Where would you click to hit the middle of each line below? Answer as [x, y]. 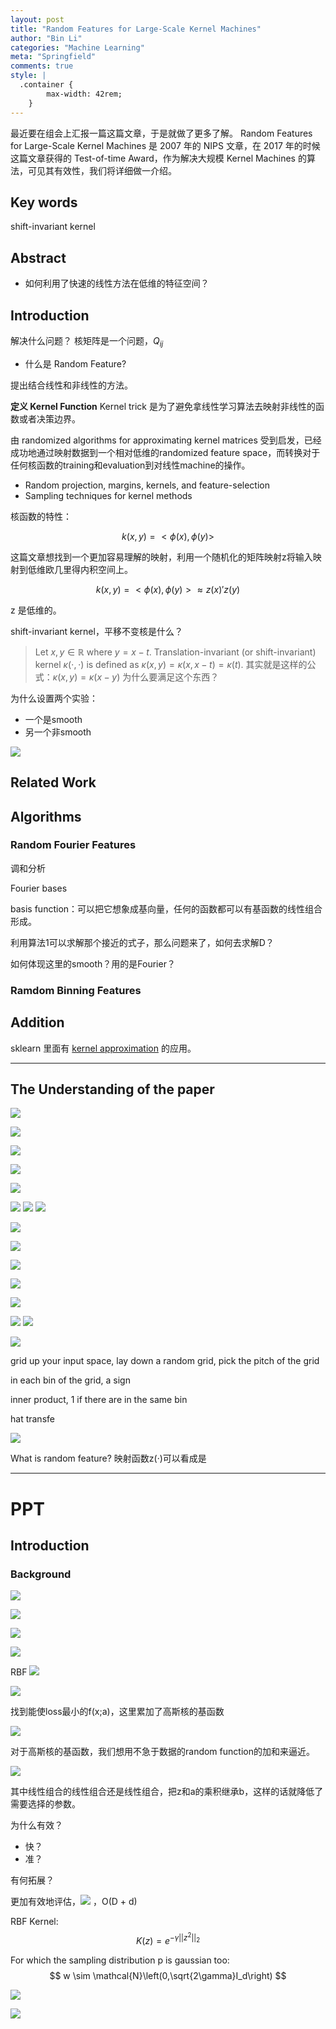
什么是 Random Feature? [75, 363]
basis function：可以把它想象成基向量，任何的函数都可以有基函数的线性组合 [166, 908]
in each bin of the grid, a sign [70, 1380]
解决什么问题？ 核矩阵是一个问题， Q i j [87, 341]
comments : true [42, 66]
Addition [37, 1022]
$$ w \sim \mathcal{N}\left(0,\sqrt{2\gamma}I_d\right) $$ [168, 1975]
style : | [28, 76]
